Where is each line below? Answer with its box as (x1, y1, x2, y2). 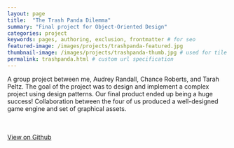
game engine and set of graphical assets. (7, 104, 127, 112)
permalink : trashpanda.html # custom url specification (7, 56, 174, 63)
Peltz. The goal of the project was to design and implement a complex (7, 82, 209, 91)
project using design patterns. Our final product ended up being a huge (7, 89, 214, 98)
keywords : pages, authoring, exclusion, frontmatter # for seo (7, 36, 196, 43)
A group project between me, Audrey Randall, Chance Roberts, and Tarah (7, 75, 219, 83)
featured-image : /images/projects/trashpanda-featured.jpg (7, 43, 184, 50)
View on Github (7, 133, 52, 141)
